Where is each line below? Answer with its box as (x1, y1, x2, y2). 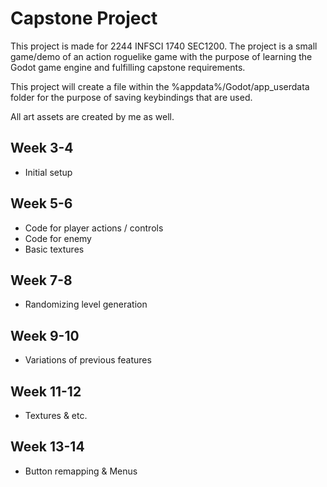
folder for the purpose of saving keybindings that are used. (10, 91, 253, 103)
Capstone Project (10, 7, 158, 30)
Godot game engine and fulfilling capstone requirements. (10, 61, 246, 73)
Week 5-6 (10, 195, 73, 212)
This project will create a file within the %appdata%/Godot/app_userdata (10, 80, 310, 92)
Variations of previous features (24, 354, 152, 366)
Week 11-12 (10, 383, 82, 400)
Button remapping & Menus (24, 465, 138, 477)
